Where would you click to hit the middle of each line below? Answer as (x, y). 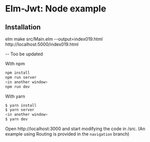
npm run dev (17, 87)
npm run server (21, 77)
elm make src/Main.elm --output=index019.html (54, 39)
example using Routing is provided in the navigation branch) (67, 134)
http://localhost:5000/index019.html (42, 44)
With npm (15, 64)
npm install (17, 73)
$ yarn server (20, 110)
